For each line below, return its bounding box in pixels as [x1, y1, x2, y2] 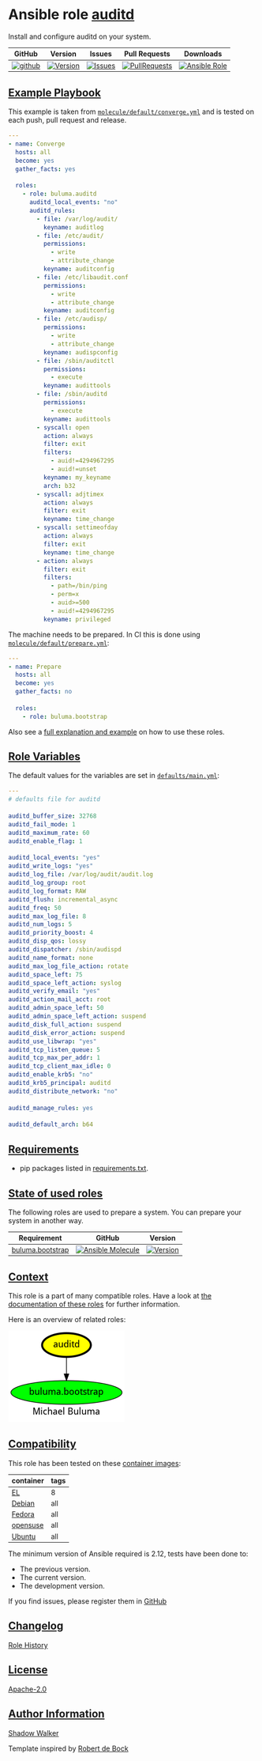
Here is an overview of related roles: [8, 1315, 126, 1324]
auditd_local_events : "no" [28, 198, 118, 206]
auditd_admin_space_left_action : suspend [8, 1012, 147, 1021]
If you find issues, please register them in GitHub [8, 1597, 167, 1606]
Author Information [8, 1707, 105, 1721]
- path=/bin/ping [50, 582, 108, 590]
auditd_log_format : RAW [8, 887, 87, 895]
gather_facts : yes [15, 164, 77, 173]
